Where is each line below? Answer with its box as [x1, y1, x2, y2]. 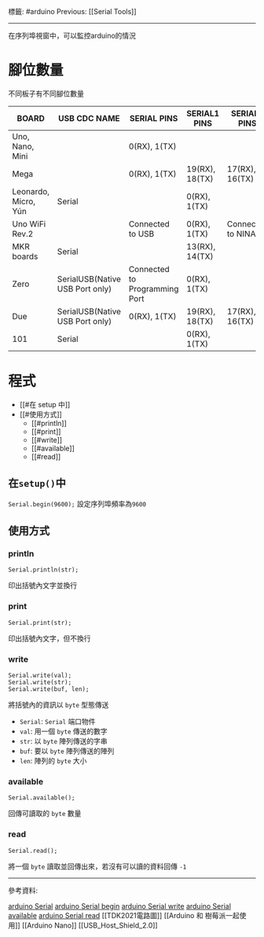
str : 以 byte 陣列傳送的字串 [19, 736, 108, 745]
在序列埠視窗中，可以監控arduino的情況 [8, 31, 136, 40]
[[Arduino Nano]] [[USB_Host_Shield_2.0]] [22, 920, 159, 930]
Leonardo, [12, 186, 49, 197]
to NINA [226, 228, 256, 239]
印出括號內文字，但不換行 [8, 634, 91, 643]
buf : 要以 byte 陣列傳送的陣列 [19, 746, 115, 755]
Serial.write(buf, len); [8, 685, 90, 693]
